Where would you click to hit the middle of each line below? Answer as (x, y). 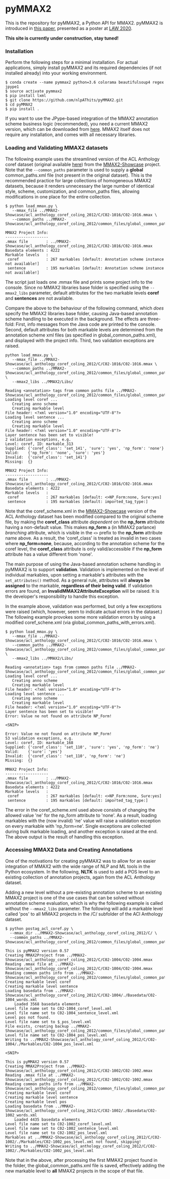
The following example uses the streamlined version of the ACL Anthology (82, 159)
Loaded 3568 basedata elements (47, 1004)
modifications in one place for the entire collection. (58, 196)
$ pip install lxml (26, 96)
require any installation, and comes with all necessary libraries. (71, 134)
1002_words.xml (21, 1115)
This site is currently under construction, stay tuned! (62, 38)
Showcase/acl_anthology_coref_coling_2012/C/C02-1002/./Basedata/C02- (81, 1110)
